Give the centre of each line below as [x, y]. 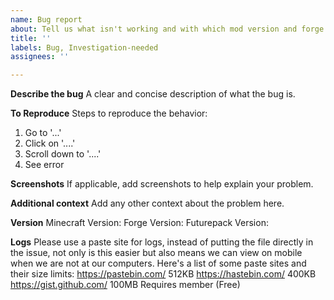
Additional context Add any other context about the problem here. [147, 203]
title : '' [31, 38]
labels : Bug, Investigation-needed [84, 47]
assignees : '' [40, 57]
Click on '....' [50, 143]
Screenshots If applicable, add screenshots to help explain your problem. [162, 184]
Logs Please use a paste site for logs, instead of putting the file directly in [162, 242]
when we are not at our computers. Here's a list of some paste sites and [158, 263]
